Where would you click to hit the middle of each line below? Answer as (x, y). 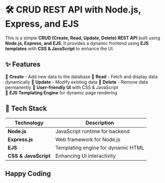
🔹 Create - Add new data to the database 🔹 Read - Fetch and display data (81, 77)
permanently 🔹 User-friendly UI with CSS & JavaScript (62, 87)
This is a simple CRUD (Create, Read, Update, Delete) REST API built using (83, 38)
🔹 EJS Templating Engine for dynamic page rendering (61, 93)
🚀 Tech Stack (26, 109)
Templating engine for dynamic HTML (100, 148)
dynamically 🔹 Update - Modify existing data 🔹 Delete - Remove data (77, 82)
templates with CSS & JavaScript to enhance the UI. (60, 48)
